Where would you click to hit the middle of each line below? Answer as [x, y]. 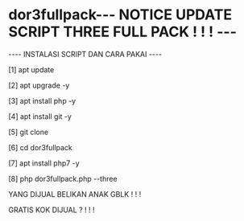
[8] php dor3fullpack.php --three [63, 178]
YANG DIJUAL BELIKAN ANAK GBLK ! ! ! [75, 194]
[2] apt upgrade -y [39, 85]
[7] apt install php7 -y [44, 163]
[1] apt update [31, 69]
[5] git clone [29, 132]
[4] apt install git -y [40, 116]
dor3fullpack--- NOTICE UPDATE [120, 15]
